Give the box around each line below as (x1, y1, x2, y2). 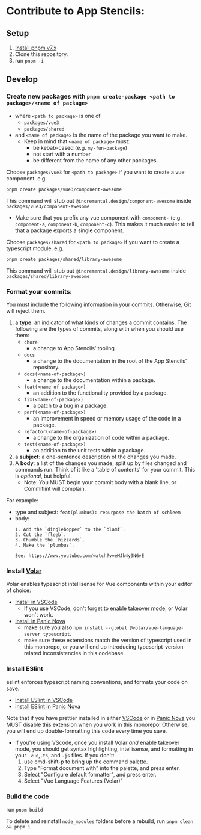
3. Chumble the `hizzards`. (14, 537, 85, 543)
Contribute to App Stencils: (6, 4, 145, 18)
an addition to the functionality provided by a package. (32, 389, 168, 396)
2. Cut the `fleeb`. (14, 531, 67, 538)
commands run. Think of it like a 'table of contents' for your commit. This (14, 466, 196, 473)
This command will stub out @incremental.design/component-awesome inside (6, 197, 192, 204)
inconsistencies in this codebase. (43, 650, 125, 657)
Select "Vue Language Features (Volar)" (23, 777, 123, 784)
